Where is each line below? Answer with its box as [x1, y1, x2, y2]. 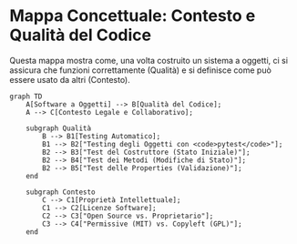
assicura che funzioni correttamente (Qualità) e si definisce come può [9, 65, 271, 76]
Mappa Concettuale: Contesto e [9, 5, 256, 26]
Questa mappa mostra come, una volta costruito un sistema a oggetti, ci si [9, 55, 289, 66]
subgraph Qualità [26, 124, 92, 133]
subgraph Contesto [26, 188, 96, 197]
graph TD [9, 92, 43, 101]
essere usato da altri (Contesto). [9, 74, 130, 85]
